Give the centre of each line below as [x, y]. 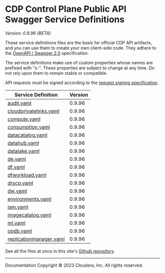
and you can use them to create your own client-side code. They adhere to [81, 48]
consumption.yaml [29, 127]
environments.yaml [29, 199]
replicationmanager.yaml [36, 239]
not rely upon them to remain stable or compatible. [56, 73]
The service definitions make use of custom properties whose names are [79, 62]
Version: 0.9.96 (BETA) [28, 33]
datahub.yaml [23, 143]
